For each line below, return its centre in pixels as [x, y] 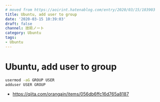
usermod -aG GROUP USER [30, 80]
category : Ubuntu [23, 33]
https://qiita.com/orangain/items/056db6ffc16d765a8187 [70, 94]
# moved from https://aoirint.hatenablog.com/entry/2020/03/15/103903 [80, 10]
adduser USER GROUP [25, 85]
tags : [11, 38]
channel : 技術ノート [24, 28]
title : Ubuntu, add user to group [41, 14]
